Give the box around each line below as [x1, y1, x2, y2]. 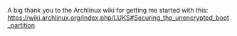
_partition [7, 21, 36, 29]
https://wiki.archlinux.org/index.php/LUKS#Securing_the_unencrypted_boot [7, 13, 230, 22]
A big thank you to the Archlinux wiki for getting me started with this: [7, 6, 209, 14]
